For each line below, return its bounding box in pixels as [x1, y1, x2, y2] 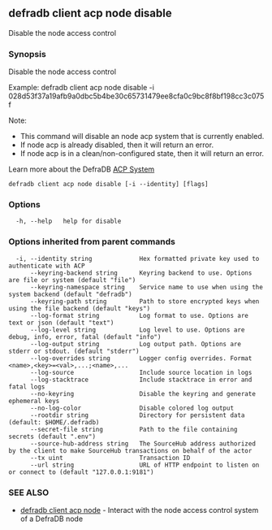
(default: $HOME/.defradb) [8, 418, 100, 426]
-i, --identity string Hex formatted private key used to [15, 254, 260, 263]
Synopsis [8, 48, 46, 59]
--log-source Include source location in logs [29, 368, 253, 376]
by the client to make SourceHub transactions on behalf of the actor [8, 446, 253, 454]
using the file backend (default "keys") [8, 304, 151, 312]
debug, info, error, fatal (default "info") [8, 332, 162, 341]
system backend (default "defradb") [8, 290, 132, 298]
